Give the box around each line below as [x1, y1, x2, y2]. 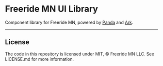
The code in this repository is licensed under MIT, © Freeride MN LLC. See [5, 51, 154, 57]
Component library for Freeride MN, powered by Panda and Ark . [5, 19, 133, 25]
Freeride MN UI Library [5, 3, 98, 15]
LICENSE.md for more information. [5, 56, 74, 62]
